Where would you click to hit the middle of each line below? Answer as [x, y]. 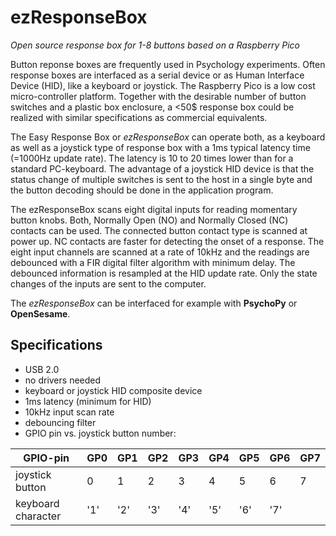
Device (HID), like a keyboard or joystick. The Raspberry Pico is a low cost [163, 85]
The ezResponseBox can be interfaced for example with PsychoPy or [154, 303]
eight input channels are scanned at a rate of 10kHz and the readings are [160, 252]
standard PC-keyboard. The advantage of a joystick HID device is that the [162, 168]
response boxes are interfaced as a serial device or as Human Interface [157, 75]
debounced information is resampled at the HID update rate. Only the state [164, 273]
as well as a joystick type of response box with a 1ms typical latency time [160, 147]
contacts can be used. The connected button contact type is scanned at [159, 230]
